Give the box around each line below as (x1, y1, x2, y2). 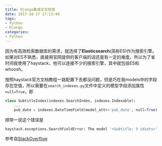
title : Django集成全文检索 (5, 7, 55, 12)
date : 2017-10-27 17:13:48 (5, 12, 60, 16)
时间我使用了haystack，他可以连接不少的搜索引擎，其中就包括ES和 (5, 60, 140, 66)
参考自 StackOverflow (5, 136, 48, 142)
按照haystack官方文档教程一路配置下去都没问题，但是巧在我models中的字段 (5, 76, 157, 82)
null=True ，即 (5, 88, 34, 95)
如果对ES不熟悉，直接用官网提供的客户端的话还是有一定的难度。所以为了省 (5, 54, 156, 60)
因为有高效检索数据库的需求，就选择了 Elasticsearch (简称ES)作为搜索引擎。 (5, 48, 157, 54)
